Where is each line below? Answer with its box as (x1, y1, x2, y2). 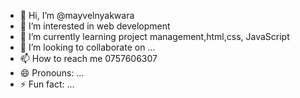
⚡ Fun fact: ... (19, 78, 75, 90)
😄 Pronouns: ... (19, 67, 85, 79)
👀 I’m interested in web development (19, 20, 171, 32)
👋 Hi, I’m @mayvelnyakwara (19, 10, 135, 21)
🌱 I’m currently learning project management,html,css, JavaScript (19, 31, 290, 42)
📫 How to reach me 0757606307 (19, 53, 158, 64)
